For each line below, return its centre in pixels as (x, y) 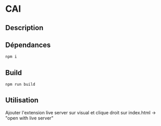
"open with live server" (29, 118)
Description (24, 28)
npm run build (20, 85)
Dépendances (28, 45)
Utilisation (22, 100)
